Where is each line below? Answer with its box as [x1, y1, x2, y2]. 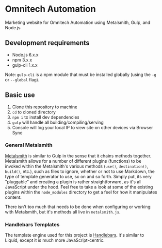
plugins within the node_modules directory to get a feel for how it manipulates [5, 189, 158, 195]
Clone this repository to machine [12, 104, 78, 110]
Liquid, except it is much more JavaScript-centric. [5, 237, 105, 243]
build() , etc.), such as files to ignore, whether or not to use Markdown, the [5, 168, 155, 174]
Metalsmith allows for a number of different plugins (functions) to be [5, 158, 142, 164]
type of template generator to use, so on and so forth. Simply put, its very [5, 173, 152, 179]
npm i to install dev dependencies [12, 114, 80, 120]
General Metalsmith [5, 142, 52, 149]
